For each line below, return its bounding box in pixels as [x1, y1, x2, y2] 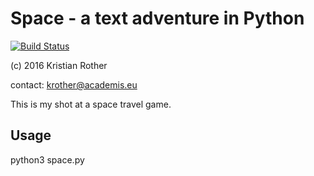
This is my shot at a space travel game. [10, 98, 172, 110]
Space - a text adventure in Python [10, 7, 305, 30]
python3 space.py [10, 153, 85, 166]
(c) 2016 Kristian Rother [10, 59, 108, 71]
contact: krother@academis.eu [10, 78, 138, 91]
